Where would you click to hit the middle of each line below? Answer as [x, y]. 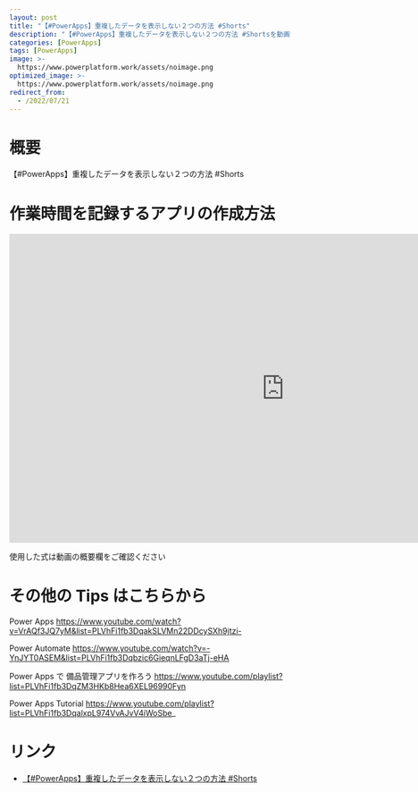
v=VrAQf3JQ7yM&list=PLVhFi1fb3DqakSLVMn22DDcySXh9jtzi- [126, 631]
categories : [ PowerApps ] [55, 42]
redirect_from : [38, 92]
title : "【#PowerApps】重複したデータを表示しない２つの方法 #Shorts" [130, 26]
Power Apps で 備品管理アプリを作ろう [81, 677]
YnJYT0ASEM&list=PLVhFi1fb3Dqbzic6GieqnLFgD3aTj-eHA [119, 658]
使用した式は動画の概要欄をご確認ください [88, 557]
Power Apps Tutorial [46, 704]
